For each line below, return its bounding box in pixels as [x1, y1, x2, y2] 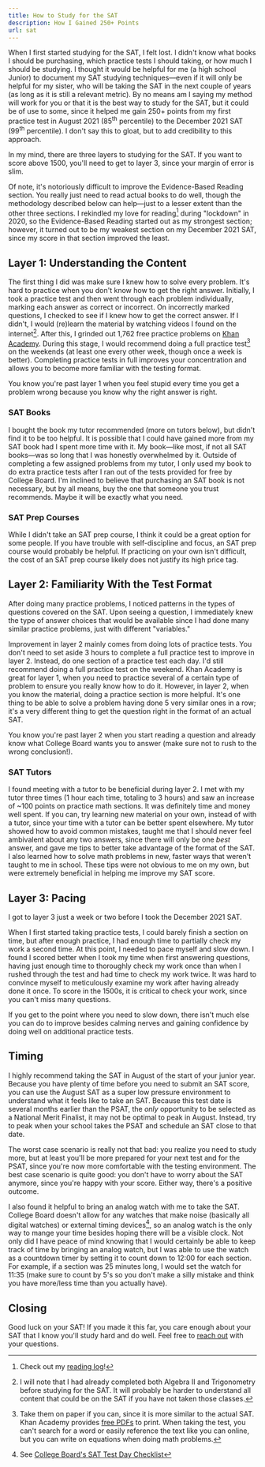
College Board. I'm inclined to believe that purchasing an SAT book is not [8, 475, 245, 485]
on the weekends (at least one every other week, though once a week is [8, 347, 243, 356]
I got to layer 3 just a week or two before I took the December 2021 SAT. [8, 912, 242, 921]
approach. [8, 134, 42, 144]
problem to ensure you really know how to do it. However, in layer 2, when [8, 681, 249, 691]
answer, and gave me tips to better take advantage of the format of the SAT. [8, 843, 255, 853]
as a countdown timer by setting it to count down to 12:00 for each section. [8, 1253, 252, 1263]
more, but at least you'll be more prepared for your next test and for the [8, 1153, 241, 1162]
